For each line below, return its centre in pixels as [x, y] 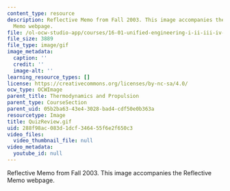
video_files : [26, 134]
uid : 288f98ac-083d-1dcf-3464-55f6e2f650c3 [70, 128]
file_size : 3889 [30, 39]
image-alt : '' [33, 71]
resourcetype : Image [37, 115]
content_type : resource [41, 13]
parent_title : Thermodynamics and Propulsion [73, 97]
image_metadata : [30, 52]
